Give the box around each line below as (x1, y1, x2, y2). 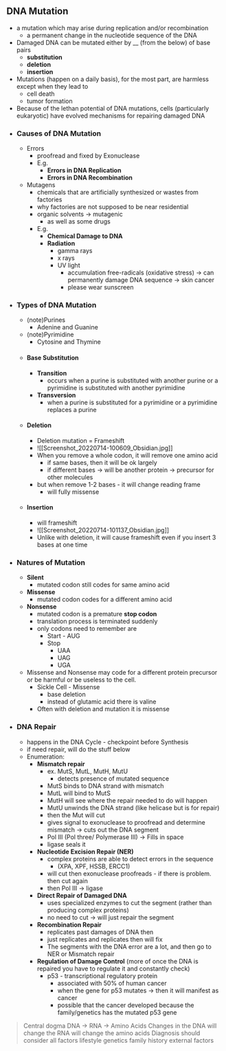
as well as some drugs (47, 217, 111, 226)
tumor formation (26, 96, 73, 105)
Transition (36, 369, 67, 377)
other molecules (47, 473, 93, 481)
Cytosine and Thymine (36, 338, 101, 346)
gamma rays (57, 247, 93, 255)
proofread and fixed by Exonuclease (36, 151, 140, 160)
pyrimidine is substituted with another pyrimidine (47, 383, 185, 391)
